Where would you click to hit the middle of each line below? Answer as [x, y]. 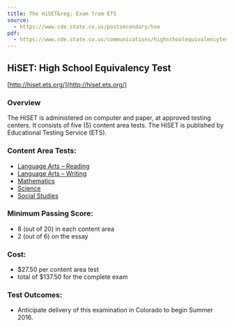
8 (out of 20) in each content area [66, 229]
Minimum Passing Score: [50, 213]
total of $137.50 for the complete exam [72, 277]
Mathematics [36, 181]
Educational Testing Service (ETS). [57, 132]
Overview [24, 102]
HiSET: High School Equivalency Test [89, 68]
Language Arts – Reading [53, 166]
